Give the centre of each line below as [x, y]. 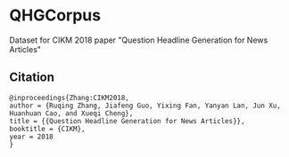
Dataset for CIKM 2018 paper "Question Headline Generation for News [139, 40]
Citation [32, 78]
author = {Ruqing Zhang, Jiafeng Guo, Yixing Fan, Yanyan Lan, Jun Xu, [145, 106]
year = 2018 [31, 137]
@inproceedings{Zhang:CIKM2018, [69, 98]
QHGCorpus [55, 16]
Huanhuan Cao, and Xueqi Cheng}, [71, 113]
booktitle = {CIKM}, [48, 129]
